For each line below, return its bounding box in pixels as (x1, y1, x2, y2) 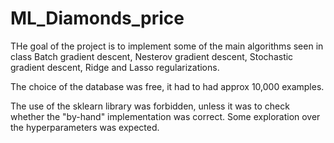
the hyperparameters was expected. (10, 121, 160, 133)
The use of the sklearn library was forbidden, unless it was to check (10, 100, 290, 112)
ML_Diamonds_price (10, 7, 185, 30)
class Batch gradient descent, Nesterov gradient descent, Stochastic (10, 50, 294, 62)
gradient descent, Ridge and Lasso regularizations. (10, 61, 220, 73)
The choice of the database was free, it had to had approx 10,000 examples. (10, 80, 325, 92)
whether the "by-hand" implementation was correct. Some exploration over (10, 110, 321, 122)
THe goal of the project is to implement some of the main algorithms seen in (10, 40, 324, 52)
